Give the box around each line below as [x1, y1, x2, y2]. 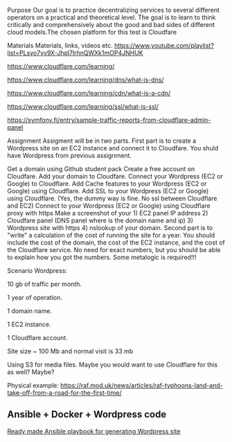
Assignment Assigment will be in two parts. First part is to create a [7, 136, 197, 145]
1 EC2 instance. [7, 320, 51, 328]
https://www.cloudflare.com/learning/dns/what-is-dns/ [7, 76, 164, 84]
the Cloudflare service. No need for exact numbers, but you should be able [7, 246, 221, 254]
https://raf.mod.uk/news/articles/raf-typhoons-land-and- [60, 381, 223, 389]
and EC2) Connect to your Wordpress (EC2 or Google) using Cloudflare [7, 202, 211, 210]
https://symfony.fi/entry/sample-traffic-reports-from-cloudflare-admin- [7, 116, 211, 124]
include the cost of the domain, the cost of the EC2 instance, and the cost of [7, 238, 225, 247]
